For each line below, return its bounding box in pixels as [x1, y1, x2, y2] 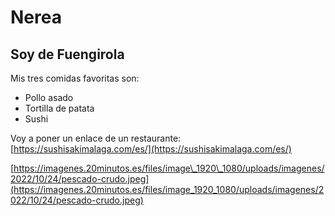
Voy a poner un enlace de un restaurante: [10, 132, 182, 144]
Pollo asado [24, 92, 74, 103]
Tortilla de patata [24, 102, 95, 114]
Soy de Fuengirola [10, 46, 125, 63]
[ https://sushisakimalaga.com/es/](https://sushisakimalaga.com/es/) [10, 143, 292, 155]
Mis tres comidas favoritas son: [10, 72, 140, 84]
